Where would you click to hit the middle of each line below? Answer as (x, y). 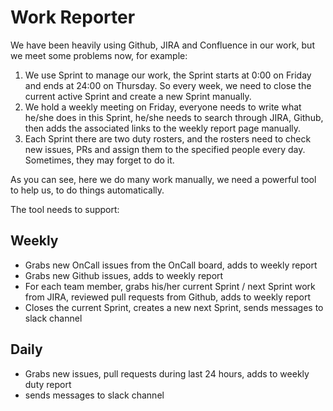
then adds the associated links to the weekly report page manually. (163, 128)
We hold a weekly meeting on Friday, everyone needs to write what (163, 107)
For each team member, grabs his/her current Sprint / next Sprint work (170, 286)
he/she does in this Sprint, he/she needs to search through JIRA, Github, (174, 117)
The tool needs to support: (65, 209)
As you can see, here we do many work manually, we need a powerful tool (163, 179)
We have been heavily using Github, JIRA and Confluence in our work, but (162, 45)
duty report (48, 384)
